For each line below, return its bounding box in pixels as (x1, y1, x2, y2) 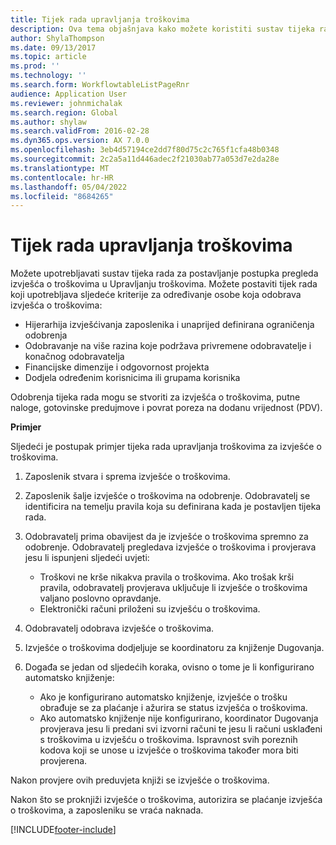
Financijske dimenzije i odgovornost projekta (24, 361, 210, 373)
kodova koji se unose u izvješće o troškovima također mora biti (39, 744, 299, 756)
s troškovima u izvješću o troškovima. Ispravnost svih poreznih (39, 734, 298, 746)
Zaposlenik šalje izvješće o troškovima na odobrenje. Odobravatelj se (24, 490, 311, 502)
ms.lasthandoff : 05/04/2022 (10, 182, 128, 192)
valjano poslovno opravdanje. (39, 592, 162, 605)
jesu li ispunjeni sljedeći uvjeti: (24, 552, 150, 564)
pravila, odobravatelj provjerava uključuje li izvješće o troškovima (39, 582, 308, 594)
